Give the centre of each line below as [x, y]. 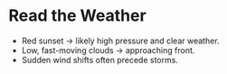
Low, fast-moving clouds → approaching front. [108, 50]
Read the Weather [77, 16]
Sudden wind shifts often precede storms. [99, 60]
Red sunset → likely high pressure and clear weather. [120, 41]
